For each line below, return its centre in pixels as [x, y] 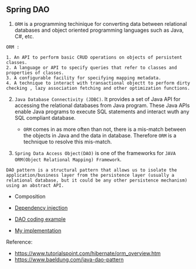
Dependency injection [41, 207]
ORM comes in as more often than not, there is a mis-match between [105, 129]
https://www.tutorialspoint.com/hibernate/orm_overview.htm [88, 253]
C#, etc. [24, 36]
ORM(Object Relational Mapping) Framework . [68, 159]
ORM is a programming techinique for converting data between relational [101, 23]
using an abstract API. [35, 185]
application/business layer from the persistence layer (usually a [90, 175]
